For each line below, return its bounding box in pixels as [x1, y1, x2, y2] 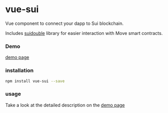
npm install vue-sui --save [5, 79, 65, 84]
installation [5, 67, 34, 74]
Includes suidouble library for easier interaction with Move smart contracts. [5, 30, 163, 36]
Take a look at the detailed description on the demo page [5, 102, 125, 108]
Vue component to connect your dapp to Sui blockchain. [5, 20, 124, 26]
